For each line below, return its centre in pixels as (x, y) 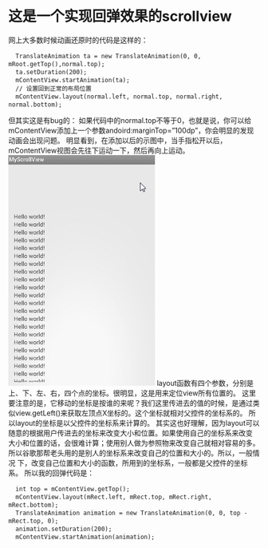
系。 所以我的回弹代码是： (51, 473)
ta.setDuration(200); (51, 72)
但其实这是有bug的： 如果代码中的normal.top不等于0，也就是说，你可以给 (130, 120)
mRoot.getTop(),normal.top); (57, 64)
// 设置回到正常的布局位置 (53, 89)
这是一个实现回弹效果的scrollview (120, 16)
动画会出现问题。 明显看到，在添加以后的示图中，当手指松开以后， (118, 140)
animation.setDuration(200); (64, 529)
